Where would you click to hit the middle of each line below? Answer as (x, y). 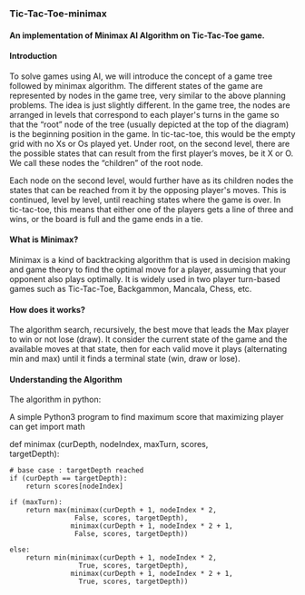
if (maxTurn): (36, 502)
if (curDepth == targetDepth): (69, 479)
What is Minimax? (44, 239)
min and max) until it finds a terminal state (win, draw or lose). (125, 359)
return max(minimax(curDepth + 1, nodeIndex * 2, (122, 511)
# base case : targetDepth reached (77, 471)
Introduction (33, 56)
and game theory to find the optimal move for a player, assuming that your (148, 269)
